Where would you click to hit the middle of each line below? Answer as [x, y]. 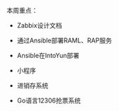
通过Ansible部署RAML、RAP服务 [64, 40]
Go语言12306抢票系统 [49, 100]
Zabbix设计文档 [39, 25]
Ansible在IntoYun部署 [48, 55]
